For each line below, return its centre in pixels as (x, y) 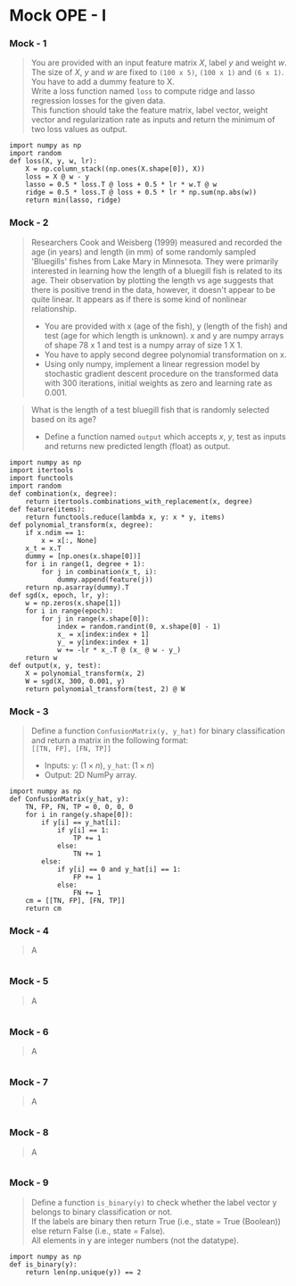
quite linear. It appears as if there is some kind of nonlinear (139, 299)
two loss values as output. (79, 129)
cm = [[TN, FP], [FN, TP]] (75, 901)
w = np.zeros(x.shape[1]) (74, 603)
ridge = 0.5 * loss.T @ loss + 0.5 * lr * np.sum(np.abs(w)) (141, 193)
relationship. (54, 308)
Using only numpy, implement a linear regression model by (152, 363)
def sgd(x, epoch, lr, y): (59, 595)
